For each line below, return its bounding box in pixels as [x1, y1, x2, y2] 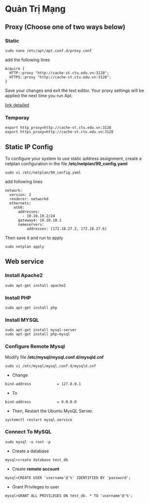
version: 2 [9, 192, 31, 197]
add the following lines [5, 57, 50, 63]
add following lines [5, 178, 43, 184]
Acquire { [5, 66, 25, 71]
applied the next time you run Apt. [5, 92, 73, 98]
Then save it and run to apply [5, 235, 63, 241]
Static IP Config [5, 142, 53, 151]
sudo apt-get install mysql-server [5, 328, 77, 332]
